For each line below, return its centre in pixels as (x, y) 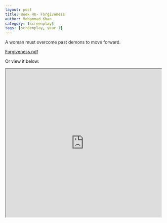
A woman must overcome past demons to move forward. (63, 42)
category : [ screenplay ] (30, 23)
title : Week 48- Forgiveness (35, 14)
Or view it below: (22, 61)
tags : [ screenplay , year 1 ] (34, 28)
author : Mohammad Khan (28, 19)
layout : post (19, 10)
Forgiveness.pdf (22, 52)
